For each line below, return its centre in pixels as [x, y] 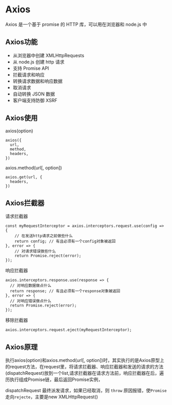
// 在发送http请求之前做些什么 [44, 236]
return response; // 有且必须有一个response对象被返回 [65, 291]
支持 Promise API [31, 68]
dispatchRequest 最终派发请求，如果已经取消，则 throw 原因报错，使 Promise [86, 391]
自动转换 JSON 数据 [34, 94]
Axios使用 [22, 118]
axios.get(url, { [24, 177]
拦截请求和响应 [28, 74]
